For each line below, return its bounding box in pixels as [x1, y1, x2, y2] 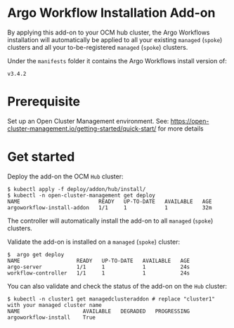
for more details [157, 124, 204, 133]
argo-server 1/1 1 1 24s [7, 263, 190, 270]
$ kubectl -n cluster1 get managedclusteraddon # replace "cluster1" [7, 295, 216, 303]
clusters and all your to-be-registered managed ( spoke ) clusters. [7, 43, 188, 51]
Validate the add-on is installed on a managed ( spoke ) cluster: [7, 237, 181, 246]
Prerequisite [7, 93, 81, 110]
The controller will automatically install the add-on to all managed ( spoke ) [7, 216, 214, 225]
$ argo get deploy [7, 251, 65, 258]
